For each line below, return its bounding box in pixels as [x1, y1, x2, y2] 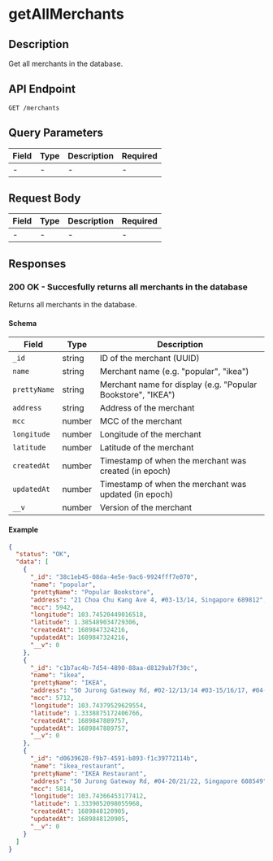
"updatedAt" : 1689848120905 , [29, 815, 129, 824]
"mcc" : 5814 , [29, 785, 75, 793]
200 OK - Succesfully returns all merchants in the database [8, 281, 248, 293]
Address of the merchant [99, 402, 195, 414]
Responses [8, 257, 67, 271]
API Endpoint [8, 82, 76, 96]
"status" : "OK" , [15, 550, 71, 559]
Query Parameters [8, 126, 104, 140]
